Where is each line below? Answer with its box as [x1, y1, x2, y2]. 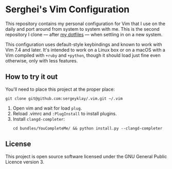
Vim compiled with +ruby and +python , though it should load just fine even [5, 52, 161, 58]
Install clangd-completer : [12, 116, 65, 122]
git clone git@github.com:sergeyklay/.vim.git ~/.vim [5, 96, 123, 101]
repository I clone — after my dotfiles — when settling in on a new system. [5, 31, 163, 37]
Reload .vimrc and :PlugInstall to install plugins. [12, 110, 117, 116]
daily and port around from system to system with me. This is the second [5, 26, 160, 32]
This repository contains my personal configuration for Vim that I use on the [5, 20, 166, 27]
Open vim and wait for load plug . [12, 105, 82, 111]
